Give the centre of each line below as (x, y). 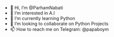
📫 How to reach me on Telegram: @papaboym (60, 29)
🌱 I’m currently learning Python (42, 18)
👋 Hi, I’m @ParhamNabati (37, 8)
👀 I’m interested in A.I (32, 13)
